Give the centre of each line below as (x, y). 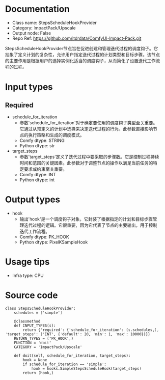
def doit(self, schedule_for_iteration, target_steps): (72, 355)
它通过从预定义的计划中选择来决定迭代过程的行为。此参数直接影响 (86, 129)
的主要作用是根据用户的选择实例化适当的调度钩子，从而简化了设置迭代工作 (80, 60)
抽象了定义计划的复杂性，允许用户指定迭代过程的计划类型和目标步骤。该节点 (82, 54)
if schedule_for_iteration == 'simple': (65, 364)
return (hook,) (38, 373)
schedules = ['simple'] (38, 313)
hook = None (35, 360)
